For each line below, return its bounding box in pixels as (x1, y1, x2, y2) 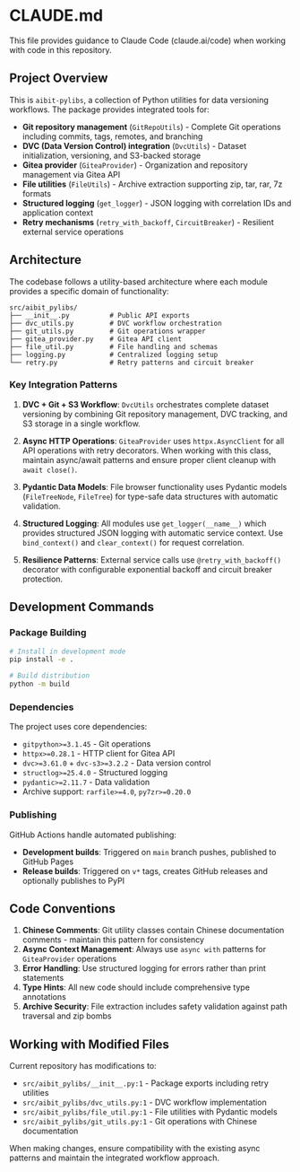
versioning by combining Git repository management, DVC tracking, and (21, 408, 288, 419)
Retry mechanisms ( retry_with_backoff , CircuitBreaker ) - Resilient (21, 216, 275, 227)
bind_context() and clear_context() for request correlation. (21, 537, 244, 547)
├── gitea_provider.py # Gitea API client (9, 334, 182, 344)
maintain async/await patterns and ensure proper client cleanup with (21, 454, 276, 465)
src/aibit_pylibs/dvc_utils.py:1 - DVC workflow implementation (21, 1097, 267, 1108)
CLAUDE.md (9, 5, 104, 26)
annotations (21, 992, 67, 1002)
